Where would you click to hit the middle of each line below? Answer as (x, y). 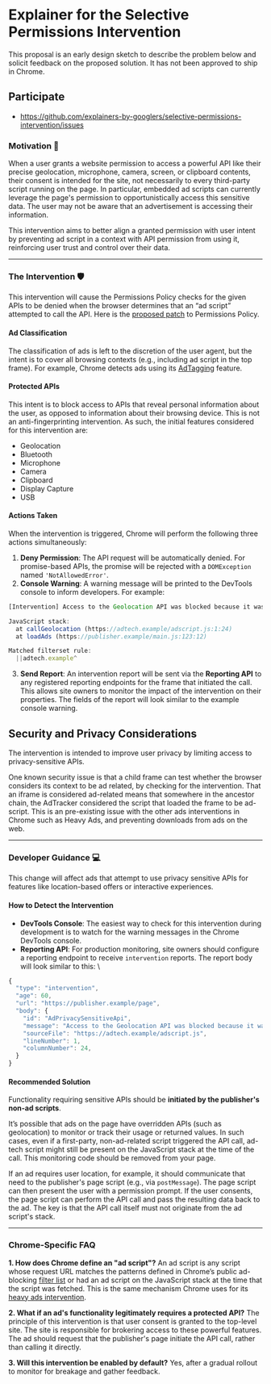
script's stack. (32, 1217)
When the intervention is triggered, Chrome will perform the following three (133, 533)
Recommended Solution (50, 1081)
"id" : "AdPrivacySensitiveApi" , (77, 1018)
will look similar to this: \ (60, 966)
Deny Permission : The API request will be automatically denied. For (133, 558)
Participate (37, 97)
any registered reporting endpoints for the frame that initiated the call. (136, 683)
